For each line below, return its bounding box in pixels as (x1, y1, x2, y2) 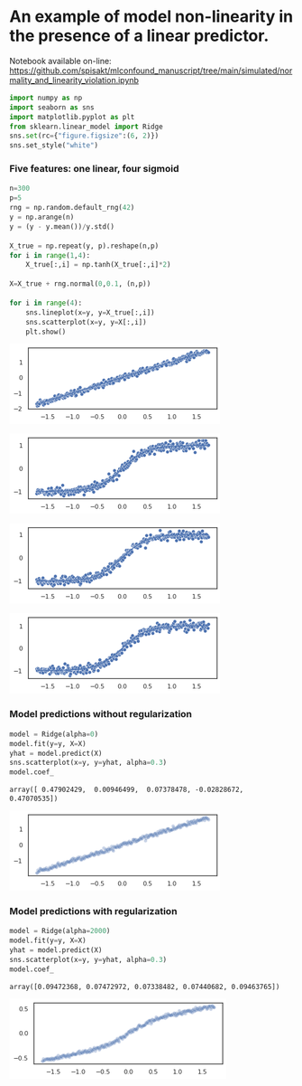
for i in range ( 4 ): (9, 298, 83, 307)
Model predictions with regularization (9, 905, 178, 918)
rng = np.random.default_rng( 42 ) (9, 203, 135, 212)
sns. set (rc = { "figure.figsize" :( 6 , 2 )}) (9, 131, 160, 141)
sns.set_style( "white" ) (9, 141, 99, 150)
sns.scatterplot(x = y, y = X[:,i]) (25, 317, 147, 326)
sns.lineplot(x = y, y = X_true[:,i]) (25, 307, 155, 317)
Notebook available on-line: (9, 55, 112, 66)
